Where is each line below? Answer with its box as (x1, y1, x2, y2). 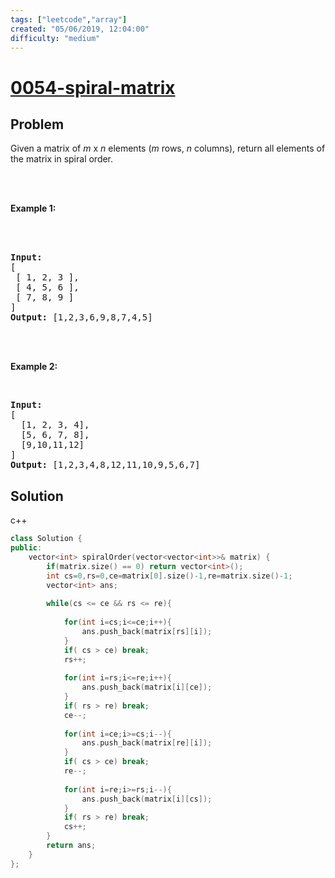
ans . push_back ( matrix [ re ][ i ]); (81, 738, 213, 748)
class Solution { (10, 534, 83, 544)
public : (10, 543, 43, 553)
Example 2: (10, 361, 58, 373)
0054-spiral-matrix (10, 76, 176, 99)
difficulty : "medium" (10, 33, 101, 43)
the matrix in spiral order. (10, 153, 114, 165)
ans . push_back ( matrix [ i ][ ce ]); (81, 682, 213, 693)
